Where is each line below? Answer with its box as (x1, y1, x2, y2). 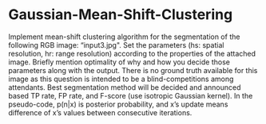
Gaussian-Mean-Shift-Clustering (8, 6, 233, 24)
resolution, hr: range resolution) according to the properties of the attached (8, 48, 256, 58)
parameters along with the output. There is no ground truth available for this (8, 65, 258, 75)
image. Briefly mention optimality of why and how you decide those (8, 57, 230, 67)
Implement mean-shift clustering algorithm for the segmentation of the (8, 32, 240, 41)
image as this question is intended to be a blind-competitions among (8, 74, 234, 83)
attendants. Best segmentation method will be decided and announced (8, 82, 241, 92)
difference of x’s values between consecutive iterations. (8, 107, 193, 117)
